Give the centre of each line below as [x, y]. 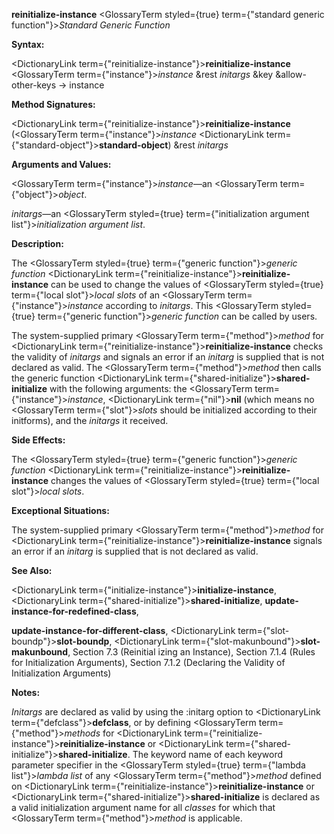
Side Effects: [38, 440]
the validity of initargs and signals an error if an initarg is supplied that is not [168, 357]
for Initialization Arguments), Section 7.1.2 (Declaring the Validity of [148, 662]
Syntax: [28, 44]
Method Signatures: [53, 104]
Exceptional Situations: [60, 510]
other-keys [34, 85]
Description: [37, 243]
